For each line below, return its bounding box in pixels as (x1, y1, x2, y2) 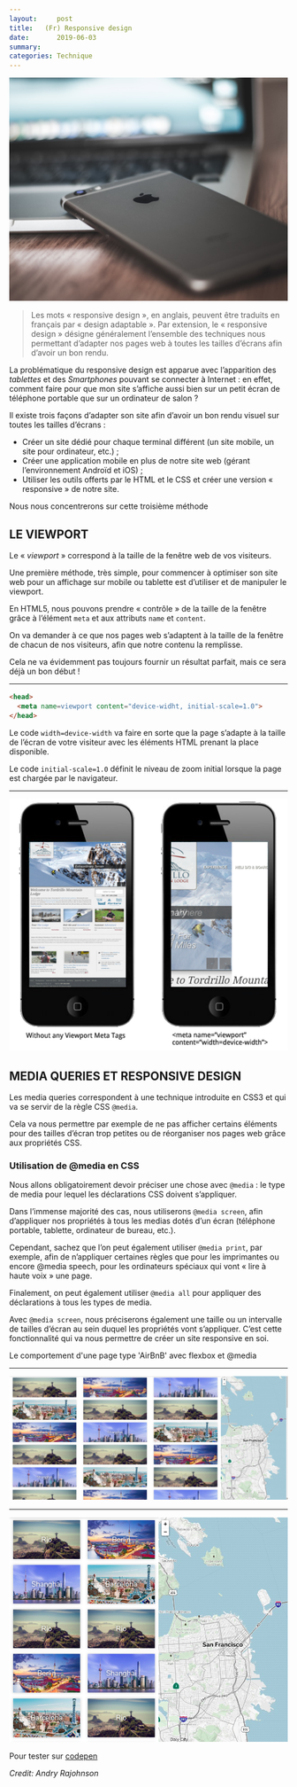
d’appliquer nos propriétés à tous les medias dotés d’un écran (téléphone (9, 1215, 276, 1227)
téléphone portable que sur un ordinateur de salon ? (9, 393, 199, 403)
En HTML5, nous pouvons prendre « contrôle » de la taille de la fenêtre (9, 604, 267, 614)
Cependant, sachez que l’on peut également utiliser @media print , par (9, 1242, 263, 1253)
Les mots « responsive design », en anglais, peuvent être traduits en (30, 310, 280, 321)
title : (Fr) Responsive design (9, 23, 133, 33)
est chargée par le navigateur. (9, 772, 118, 784)
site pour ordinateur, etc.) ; (21, 446, 119, 457)
